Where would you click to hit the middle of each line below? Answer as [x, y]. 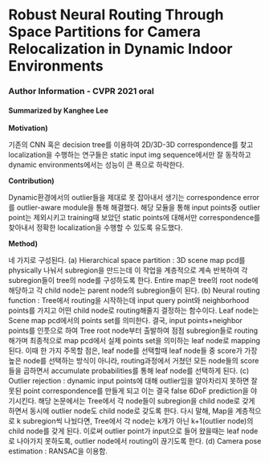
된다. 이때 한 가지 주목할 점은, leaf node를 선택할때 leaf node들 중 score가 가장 [133, 350]
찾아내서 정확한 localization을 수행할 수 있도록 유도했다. [96, 227]
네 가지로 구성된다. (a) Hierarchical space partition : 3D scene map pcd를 [127, 260]
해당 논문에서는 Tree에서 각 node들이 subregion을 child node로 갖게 [147, 401]
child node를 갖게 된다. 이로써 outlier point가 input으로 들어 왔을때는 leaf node [133, 431]
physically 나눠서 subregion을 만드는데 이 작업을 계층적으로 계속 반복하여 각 [128, 270]
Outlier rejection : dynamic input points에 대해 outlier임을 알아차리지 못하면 [129, 381]
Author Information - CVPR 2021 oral [81, 92]
